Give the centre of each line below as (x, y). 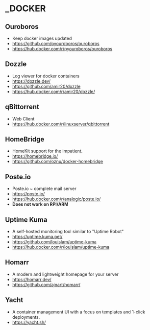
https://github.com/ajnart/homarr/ (46, 284)
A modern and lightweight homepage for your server (65, 274)
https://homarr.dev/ (32, 279)
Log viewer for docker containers (46, 76)
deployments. (26, 317)
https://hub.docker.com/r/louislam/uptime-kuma (61, 247)
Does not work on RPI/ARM (40, 204)
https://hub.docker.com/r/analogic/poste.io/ (56, 199)
